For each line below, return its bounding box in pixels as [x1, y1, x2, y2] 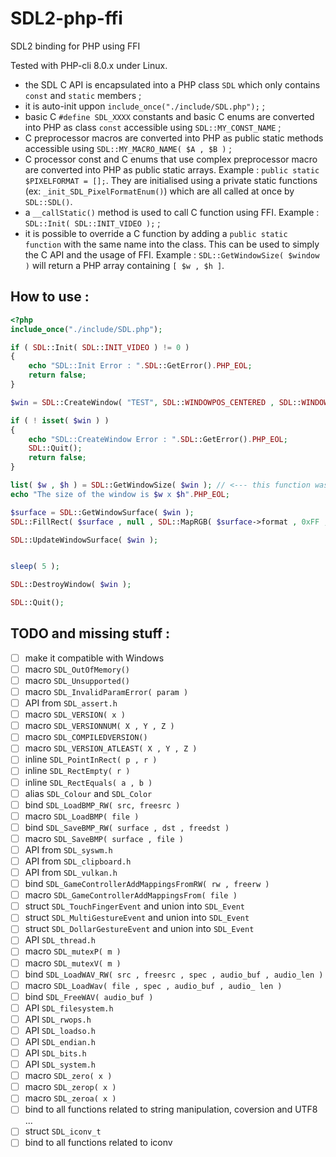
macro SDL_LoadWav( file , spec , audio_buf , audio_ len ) [24, 979, 283, 991]
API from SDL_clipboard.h [24, 855, 132, 867]
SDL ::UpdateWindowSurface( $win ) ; [10, 535, 159, 545]
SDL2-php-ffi [10, 7, 123, 30]
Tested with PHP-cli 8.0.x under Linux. [10, 59, 168, 71]
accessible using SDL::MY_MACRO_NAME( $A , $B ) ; [24, 142, 232, 154]
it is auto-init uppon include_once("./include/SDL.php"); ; [24, 100, 266, 112]
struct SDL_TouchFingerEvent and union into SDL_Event [24, 900, 246, 912]
